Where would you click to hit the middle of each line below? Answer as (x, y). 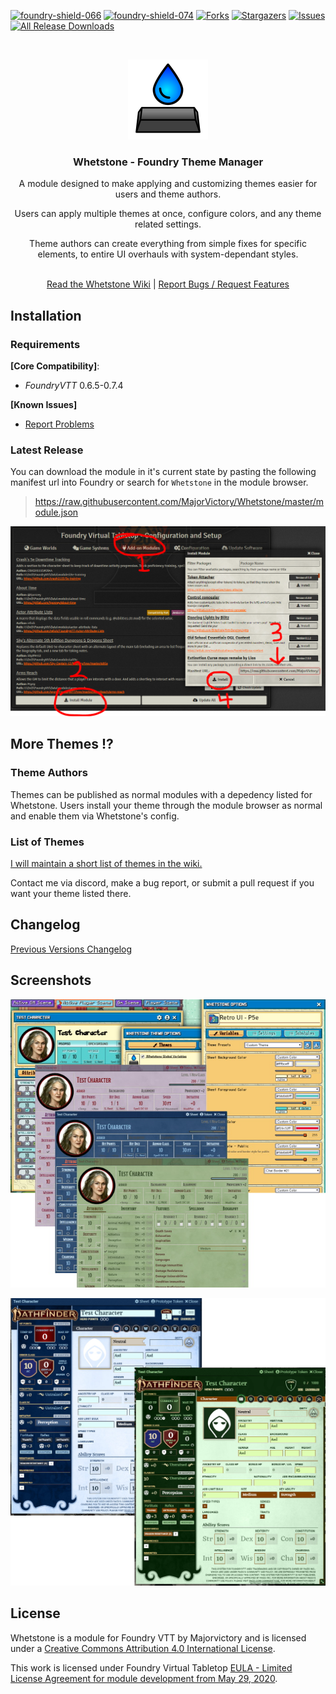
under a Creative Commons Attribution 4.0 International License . (143, 1648)
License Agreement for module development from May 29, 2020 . (144, 1678)
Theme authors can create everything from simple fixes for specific (168, 244)
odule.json (56, 512)
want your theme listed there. (71, 893)
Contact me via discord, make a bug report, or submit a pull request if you (162, 882)
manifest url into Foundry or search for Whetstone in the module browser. (159, 482)
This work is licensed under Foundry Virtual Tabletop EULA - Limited (151, 1667)
